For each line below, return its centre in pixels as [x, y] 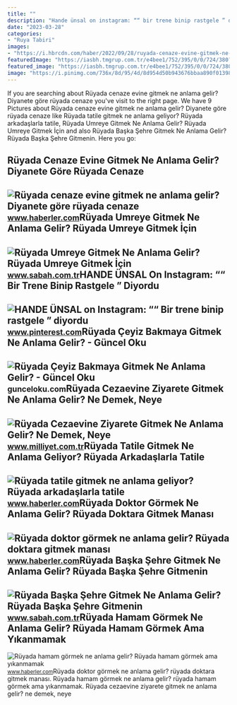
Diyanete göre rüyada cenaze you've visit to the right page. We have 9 [110, 100]
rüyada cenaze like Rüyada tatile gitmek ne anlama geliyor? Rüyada [105, 115]
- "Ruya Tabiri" [31, 40]
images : [19, 47]
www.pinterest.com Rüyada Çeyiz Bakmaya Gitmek [115, 332]
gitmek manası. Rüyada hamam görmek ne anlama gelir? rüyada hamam [112, 679]
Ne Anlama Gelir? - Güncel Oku [77, 343]
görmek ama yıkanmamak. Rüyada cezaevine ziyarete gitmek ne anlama [112, 687]
